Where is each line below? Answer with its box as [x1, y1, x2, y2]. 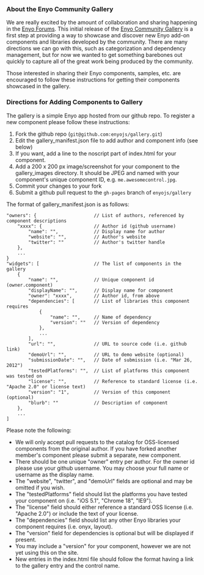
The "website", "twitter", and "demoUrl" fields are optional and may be [15, 477, 193, 484]
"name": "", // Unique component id [28, 276, 155, 283]
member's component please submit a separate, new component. [15, 451, 181, 459]
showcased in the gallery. [6, 83, 71, 90]
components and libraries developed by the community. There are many [6, 39, 188, 46]
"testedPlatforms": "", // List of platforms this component [28, 368, 190, 374]
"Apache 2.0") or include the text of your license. [15, 510, 139, 517]
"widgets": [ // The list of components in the [6, 261, 182, 267]
